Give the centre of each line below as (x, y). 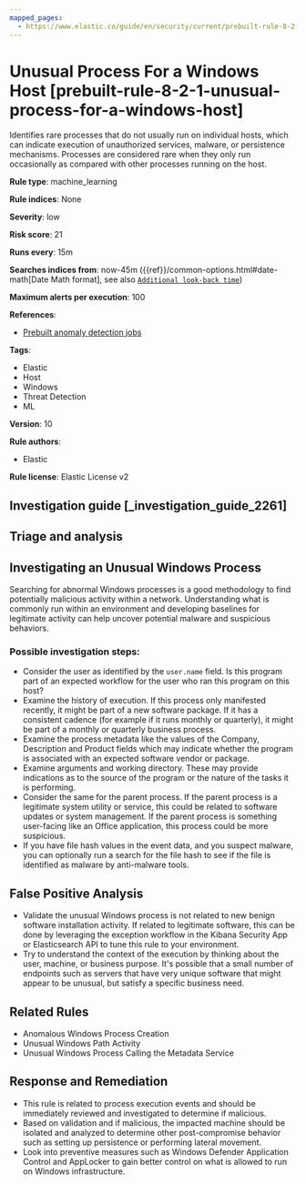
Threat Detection (54, 397)
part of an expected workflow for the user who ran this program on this (156, 681)
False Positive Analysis (76, 893)
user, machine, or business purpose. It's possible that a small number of (158, 964)
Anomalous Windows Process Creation (96, 1033)
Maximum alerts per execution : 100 (77, 298)
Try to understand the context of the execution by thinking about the (151, 954)
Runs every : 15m (41, 252)
